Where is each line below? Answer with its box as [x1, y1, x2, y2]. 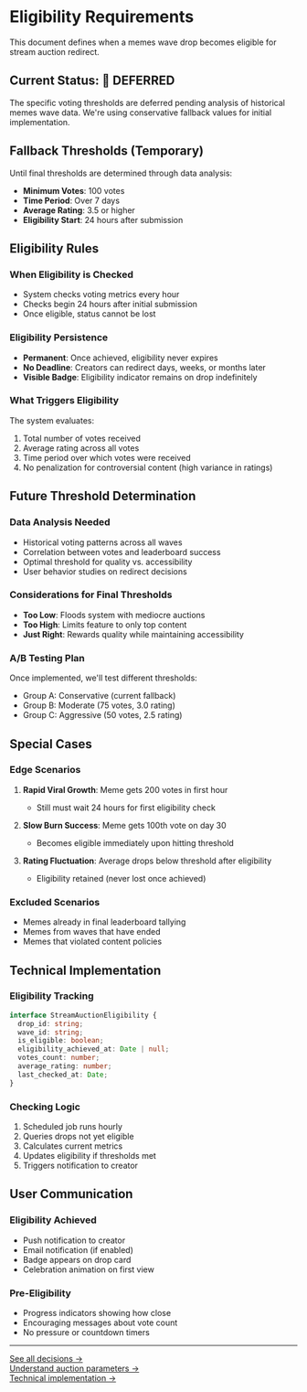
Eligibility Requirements [9, 6, 195, 27]
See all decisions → [9, 1353, 84, 1364]
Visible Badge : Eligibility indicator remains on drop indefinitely [22, 371, 258, 382]
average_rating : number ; [17, 1062, 112, 1071]
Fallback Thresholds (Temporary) [9, 144, 204, 159]
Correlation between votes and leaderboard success [22, 546, 221, 557]
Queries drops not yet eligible [22, 1130, 134, 1141]
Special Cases [9, 736, 93, 752]
